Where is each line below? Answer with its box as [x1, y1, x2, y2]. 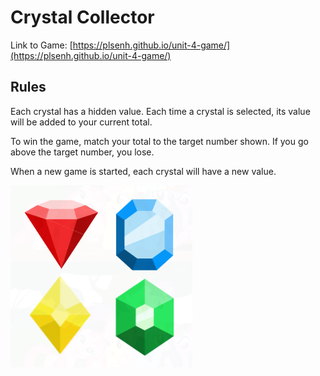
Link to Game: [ [10, 39, 73, 51]
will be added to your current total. [10, 116, 153, 128]
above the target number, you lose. [10, 146, 155, 158]
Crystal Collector [10, 6, 155, 29]
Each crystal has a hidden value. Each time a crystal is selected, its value [10, 105, 311, 117]
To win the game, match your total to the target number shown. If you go [10, 135, 309, 147]
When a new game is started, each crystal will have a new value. [10, 165, 277, 177]
